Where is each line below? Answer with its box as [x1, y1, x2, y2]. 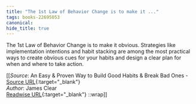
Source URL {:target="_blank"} [6, 78, 81, 86]
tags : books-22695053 [6, 14, 60, 20]
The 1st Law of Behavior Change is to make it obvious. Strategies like [6, 42, 176, 49]
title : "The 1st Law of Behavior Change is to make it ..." [6, 8, 160, 15]
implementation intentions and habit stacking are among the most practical [6, 48, 190, 55]
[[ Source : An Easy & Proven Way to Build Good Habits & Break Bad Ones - [6, 72, 188, 79]
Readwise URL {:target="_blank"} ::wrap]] [6, 91, 108, 98]
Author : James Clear [6, 84, 57, 92]
